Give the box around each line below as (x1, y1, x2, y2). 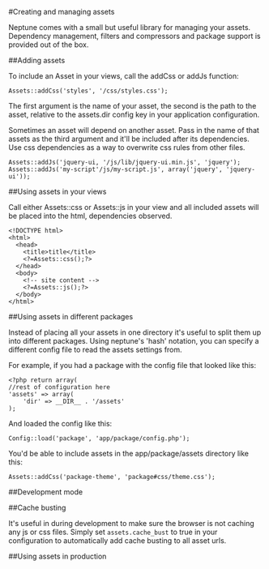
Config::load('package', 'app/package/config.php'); (8, 434, 190, 443)
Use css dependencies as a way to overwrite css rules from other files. (8, 143, 246, 152)
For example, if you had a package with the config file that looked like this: (8, 361, 257, 370)
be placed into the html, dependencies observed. (8, 211, 173, 220)
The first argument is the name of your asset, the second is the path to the (8, 101, 257, 110)
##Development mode (8, 487, 83, 497)
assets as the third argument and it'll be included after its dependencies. (8, 134, 250, 143)
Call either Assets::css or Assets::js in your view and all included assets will (8, 203, 259, 212)
